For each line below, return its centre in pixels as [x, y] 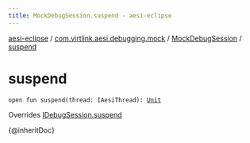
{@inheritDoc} [32, 130]
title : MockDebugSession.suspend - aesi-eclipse [90, 15]
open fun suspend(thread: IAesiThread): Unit [85, 100]
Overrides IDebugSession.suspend [65, 114]
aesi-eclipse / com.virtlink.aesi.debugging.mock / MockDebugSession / [125, 38]
